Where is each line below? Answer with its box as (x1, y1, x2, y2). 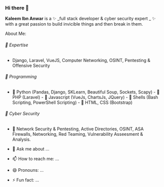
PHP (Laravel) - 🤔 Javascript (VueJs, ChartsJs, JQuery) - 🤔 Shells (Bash (12, 94, 159, 100)
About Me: (5, 31, 27, 36)
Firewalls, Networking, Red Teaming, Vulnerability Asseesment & (12, 131, 143, 137)
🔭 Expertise (5, 42, 28, 48)
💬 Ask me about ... (12, 146, 50, 152)
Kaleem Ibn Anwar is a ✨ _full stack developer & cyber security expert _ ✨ (5, 16, 156, 22)
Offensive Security (12, 62, 50, 68)
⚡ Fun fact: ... (12, 177, 39, 183)
